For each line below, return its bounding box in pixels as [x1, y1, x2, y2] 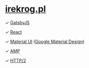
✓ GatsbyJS [5, 20, 30, 25]
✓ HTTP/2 [5, 57, 26, 63]
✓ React [5, 29, 22, 35]
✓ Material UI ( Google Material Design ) [5, 38, 85, 45]
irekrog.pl [5, 3, 46, 15]
